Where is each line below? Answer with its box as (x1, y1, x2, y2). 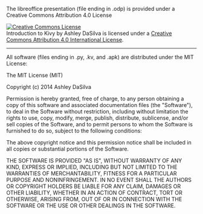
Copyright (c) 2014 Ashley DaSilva (6, 83, 92, 90)
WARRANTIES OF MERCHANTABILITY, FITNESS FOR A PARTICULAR (6, 170, 177, 177)
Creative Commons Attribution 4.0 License (6, 11, 112, 19)
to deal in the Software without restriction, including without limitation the (6, 108, 188, 115)
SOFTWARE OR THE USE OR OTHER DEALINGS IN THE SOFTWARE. (6, 202, 176, 209)
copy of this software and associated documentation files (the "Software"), (6, 102, 193, 108)
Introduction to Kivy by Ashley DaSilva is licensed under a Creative (6, 30, 172, 37)
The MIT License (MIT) (6, 72, 63, 79)
